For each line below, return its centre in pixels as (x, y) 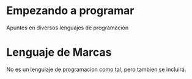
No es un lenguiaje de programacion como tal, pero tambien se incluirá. (96, 69)
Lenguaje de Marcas (59, 52)
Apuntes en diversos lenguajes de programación (68, 28)
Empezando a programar (70, 11)
